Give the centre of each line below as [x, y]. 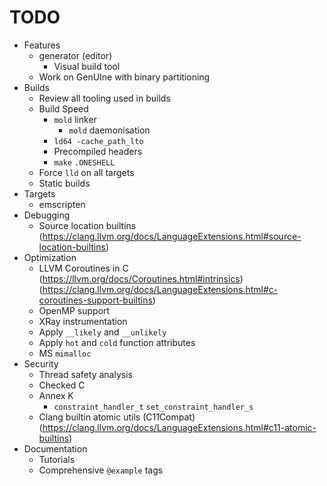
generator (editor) [75, 55]
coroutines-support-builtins [95, 300]
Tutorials [57, 459]
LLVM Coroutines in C [83, 268]
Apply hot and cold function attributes [117, 342]
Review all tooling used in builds [104, 98]
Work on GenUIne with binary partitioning [124, 77]
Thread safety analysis [85, 374]
